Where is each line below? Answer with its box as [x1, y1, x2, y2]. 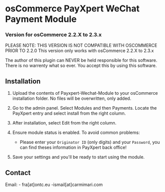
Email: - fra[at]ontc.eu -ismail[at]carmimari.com [5, 182, 103, 188]
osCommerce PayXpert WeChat [5, 3, 140, 14]
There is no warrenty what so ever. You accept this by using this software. [5, 63, 157, 68]
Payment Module [5, 13, 77, 25]
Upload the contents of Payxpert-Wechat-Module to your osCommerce [12, 90, 158, 96]
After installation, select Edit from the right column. [12, 120, 117, 126]
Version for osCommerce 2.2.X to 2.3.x [5, 31, 102, 38]
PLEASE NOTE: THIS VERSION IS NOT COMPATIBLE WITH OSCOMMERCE [5, 43, 158, 49]
